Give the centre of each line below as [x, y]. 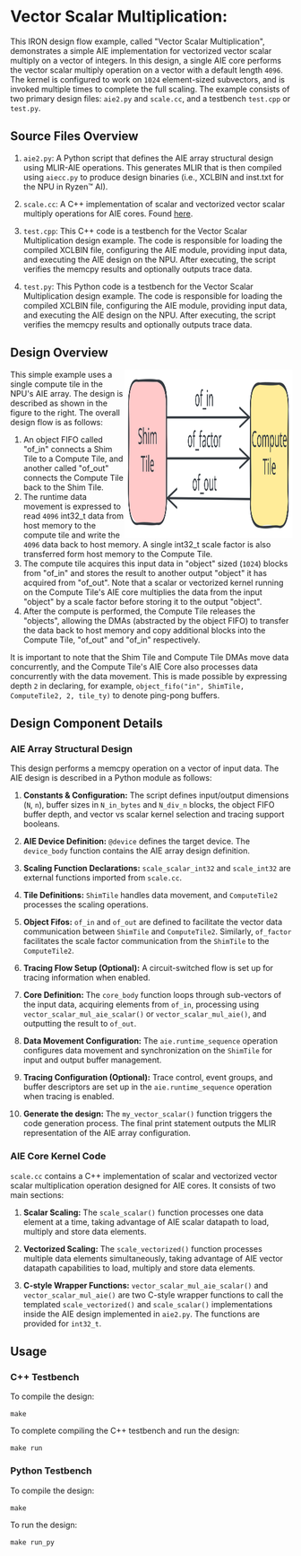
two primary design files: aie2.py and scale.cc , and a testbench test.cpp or [150, 98]
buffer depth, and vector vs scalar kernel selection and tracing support [154, 815]
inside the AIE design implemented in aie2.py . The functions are [142, 1314]
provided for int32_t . [62, 1323]
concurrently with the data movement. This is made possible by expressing [149, 676]
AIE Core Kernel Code [58, 1157]
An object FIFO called [63, 439]
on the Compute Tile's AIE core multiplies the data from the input [142, 592]
